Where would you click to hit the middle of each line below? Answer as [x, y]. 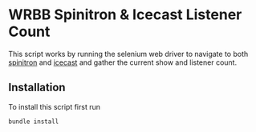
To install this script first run [54, 106]
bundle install [34, 122]
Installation [37, 88]
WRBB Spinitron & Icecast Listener [125, 15]
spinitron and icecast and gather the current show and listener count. [123, 62]
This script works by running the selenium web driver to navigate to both [128, 54]
